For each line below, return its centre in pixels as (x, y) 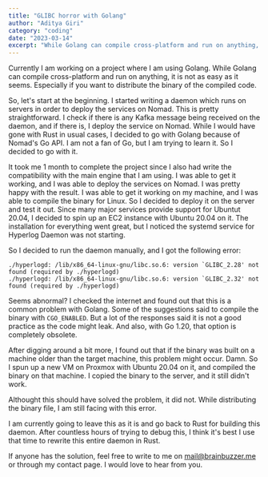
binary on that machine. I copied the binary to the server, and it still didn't (129, 376)
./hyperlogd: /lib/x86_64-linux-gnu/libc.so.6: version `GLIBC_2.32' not (134, 279)
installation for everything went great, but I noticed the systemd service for (132, 227)
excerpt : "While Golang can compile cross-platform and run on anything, (134, 46)
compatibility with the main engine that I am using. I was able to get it (122, 176)
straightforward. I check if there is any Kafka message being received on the (134, 117)
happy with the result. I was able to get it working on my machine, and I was (133, 193)
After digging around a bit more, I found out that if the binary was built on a (132, 350)
